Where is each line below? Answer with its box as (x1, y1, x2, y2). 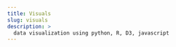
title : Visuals (7, 10, 51, 17)
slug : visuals (7, 17, 49, 23)
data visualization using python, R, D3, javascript (13, 29, 170, 37)
